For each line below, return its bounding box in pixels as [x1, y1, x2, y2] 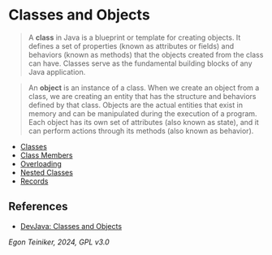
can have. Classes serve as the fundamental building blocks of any [28, 58, 253, 68]
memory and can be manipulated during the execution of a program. [28, 108, 257, 119]
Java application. [28, 67, 86, 76]
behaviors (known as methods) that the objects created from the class [28, 50, 264, 59]
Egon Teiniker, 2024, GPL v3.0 [8, 237, 110, 247]
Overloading [19, 158, 63, 168]
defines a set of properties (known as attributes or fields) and [28, 41, 235, 50]
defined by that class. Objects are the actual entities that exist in [28, 100, 244, 110]
